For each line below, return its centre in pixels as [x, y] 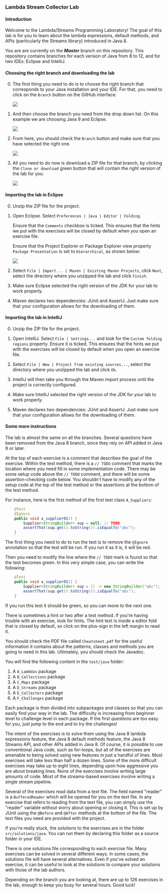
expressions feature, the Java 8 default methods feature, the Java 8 [75, 739]
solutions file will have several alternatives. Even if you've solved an [75, 859]
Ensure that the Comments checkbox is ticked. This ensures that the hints [86, 226]
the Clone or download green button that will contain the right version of [87, 168]
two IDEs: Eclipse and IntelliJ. [36, 61]
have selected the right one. [41, 144]
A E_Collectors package [38, 693]
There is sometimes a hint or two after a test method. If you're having [76, 615]
